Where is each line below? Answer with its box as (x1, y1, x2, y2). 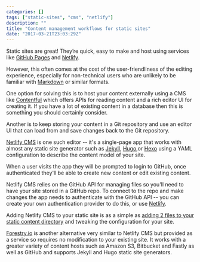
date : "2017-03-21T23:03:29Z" (6, 31, 82, 37)
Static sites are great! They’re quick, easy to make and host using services (6, 47, 189, 55)
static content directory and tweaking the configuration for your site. (6, 218, 174, 225)
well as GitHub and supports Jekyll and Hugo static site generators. (6, 249, 172, 256)
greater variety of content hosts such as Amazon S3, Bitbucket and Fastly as (6, 242, 195, 249)
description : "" (6, 20, 47, 26)
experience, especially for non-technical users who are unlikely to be (6, 72, 176, 79)
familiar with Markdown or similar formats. (6, 79, 110, 86)
